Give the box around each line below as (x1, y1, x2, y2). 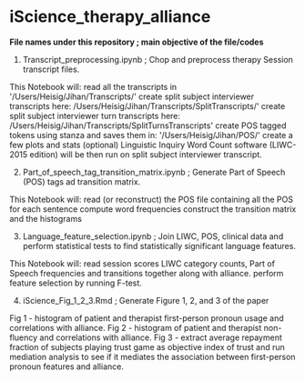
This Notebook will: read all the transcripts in (9, 81, 178, 92)
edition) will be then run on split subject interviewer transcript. (29, 148, 262, 160)
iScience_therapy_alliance (9, 6, 211, 27)
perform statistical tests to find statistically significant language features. (22, 240, 296, 251)
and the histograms (9, 213, 82, 224)
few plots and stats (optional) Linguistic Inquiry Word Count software (9, 139, 268, 150)
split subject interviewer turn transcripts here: (9, 110, 180, 121)
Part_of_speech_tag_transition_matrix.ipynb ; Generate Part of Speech (22, 166, 286, 177)
